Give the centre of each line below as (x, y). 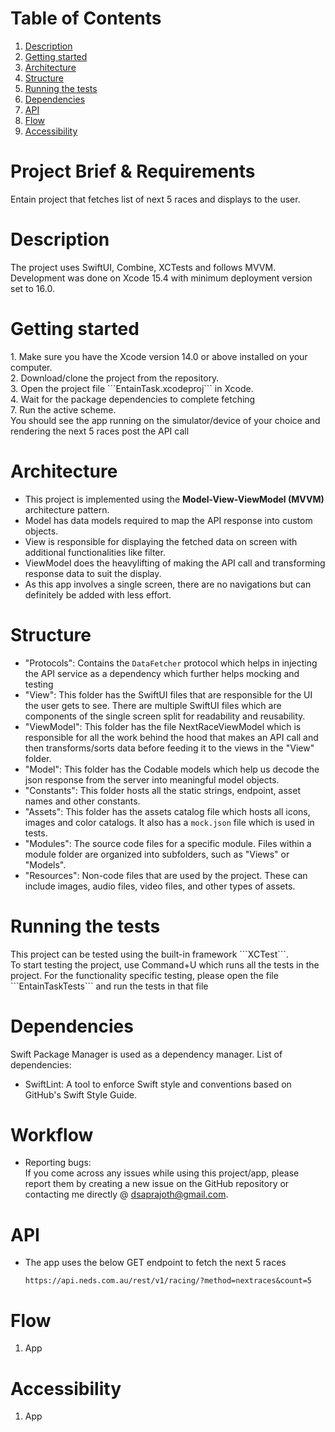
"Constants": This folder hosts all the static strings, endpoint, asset (162, 790)
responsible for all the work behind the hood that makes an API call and (171, 737)
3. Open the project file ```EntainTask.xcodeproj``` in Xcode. (132, 388)
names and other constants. (82, 801)
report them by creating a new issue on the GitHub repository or (157, 1184)
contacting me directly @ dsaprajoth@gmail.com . (126, 1194)
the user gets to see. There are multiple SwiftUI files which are (153, 705)
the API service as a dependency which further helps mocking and (162, 673)
